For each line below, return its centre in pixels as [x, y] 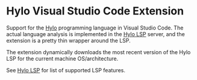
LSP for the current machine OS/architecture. [62, 58]
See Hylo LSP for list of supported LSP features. [66, 70]
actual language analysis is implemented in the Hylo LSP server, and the [95, 34]
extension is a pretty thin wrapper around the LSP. [68, 40]
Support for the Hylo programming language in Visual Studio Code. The [95, 28]
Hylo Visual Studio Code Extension [95, 11]
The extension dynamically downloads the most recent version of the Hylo [98, 52]
